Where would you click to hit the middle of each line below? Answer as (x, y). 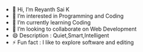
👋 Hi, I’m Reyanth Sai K (41, 9)
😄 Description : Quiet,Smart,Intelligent (61, 35)
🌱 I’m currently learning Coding (51, 22)
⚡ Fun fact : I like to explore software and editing (73, 42)
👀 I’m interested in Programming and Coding (68, 16)
